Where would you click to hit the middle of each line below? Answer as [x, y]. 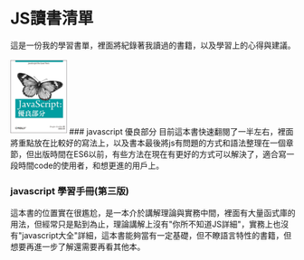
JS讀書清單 [52, 19]
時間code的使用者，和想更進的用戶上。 [91, 166]
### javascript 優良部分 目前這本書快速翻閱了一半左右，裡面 [181, 132]
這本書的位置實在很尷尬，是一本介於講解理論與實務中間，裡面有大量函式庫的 [153, 212]
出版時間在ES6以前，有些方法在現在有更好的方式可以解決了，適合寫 [161, 154]
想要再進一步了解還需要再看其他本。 [78, 246]
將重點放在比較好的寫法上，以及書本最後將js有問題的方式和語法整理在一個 [148, 143]
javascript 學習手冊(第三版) [70, 191]
